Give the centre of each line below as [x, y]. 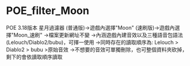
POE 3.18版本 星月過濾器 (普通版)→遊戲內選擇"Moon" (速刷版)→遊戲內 [91, 27]
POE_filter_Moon [48, 11]
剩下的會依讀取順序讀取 [34, 57]
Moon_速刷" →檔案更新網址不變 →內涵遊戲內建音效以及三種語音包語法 [98, 35]
